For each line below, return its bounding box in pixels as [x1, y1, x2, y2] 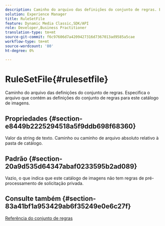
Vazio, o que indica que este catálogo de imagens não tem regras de [5, 175, 144, 181]
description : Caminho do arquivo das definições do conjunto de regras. [5, 7, 157, 12]
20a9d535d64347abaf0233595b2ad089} [5, 162, 137, 171]
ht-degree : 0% [5, 48, 34, 53]
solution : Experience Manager [5, 12, 67, 17]
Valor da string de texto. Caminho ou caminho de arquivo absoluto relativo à [5, 135, 159, 141]
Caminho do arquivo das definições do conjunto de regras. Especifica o [5, 90, 150, 96]
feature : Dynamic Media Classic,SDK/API [5, 21, 89, 26]
